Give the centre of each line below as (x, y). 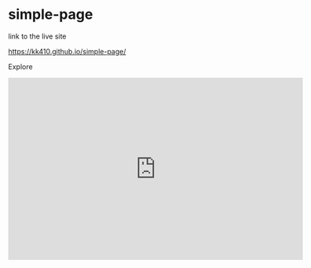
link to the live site (37, 36)
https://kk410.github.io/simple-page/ (67, 51)
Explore (20, 66)
